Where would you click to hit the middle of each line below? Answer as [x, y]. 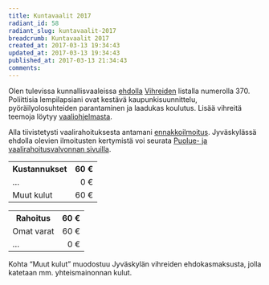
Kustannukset [40, 169]
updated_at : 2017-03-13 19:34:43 [64, 53]
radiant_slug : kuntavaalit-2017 [62, 31]
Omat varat [33, 231]
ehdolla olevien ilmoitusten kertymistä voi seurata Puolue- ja [108, 140]
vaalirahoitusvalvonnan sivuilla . [60, 149]
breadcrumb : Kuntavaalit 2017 [59, 38]
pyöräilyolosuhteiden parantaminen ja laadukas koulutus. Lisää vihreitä [125, 108]
